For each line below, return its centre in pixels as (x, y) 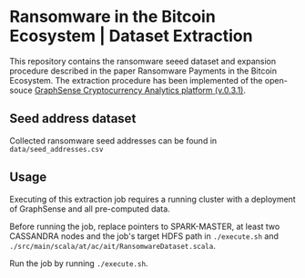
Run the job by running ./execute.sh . (79, 263)
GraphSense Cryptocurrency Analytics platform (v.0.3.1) (139, 90)
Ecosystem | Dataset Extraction (131, 36)
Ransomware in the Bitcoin (112, 17)
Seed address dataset (73, 119)
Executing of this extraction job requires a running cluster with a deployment (152, 199)
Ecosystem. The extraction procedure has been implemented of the (136, 80)
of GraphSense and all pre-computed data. (90, 208)
